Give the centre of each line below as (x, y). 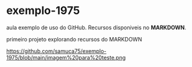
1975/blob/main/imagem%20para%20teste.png (66, 57)
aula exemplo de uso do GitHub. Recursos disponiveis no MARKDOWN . (96, 27)
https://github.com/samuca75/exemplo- (56, 51)
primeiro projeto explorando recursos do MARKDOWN (74, 39)
